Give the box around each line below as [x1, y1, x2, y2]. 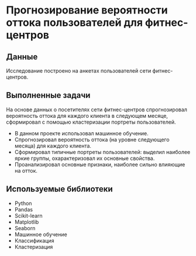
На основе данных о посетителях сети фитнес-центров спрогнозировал [6, 106, 187, 113]
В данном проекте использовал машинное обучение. [14, 129, 149, 136]
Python [14, 200, 32, 207]
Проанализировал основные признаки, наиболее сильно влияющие [14, 161, 185, 168]
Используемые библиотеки [6, 184, 113, 194]
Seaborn [14, 224, 36, 231]
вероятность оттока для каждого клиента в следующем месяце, [6, 112, 169, 119]
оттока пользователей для [6, 16, 143, 29]
